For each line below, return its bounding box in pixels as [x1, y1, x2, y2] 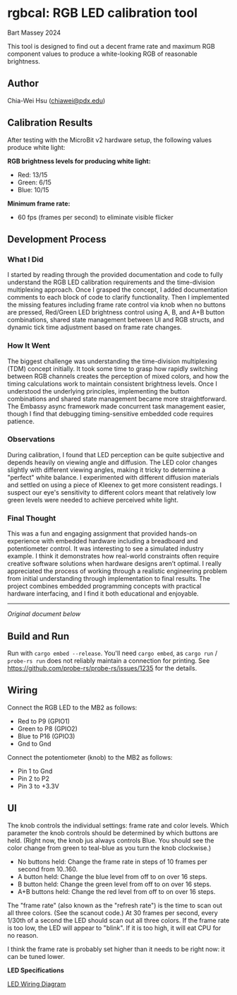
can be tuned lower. [7, 952, 66, 960]
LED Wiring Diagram [7, 979, 66, 988]
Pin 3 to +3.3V [17, 782, 60, 790]
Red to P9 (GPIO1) [17, 717, 71, 725]
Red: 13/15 [17, 170, 48, 179]
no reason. [7, 931, 39, 939]
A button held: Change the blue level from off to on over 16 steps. [17, 872, 207, 881]
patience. [7, 417, 35, 425]
